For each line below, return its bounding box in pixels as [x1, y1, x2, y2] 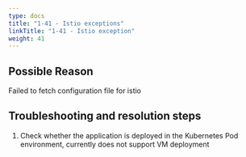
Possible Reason [8, 64, 94, 78]
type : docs [8, 11, 45, 20]
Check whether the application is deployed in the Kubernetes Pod [19, 130, 239, 140]
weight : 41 [8, 34, 45, 43]
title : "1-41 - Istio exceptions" [8, 19, 125, 28]
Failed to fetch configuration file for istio [8, 86, 141, 95]
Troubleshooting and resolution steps [8, 109, 202, 123]
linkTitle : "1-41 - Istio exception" [8, 27, 136, 35]
